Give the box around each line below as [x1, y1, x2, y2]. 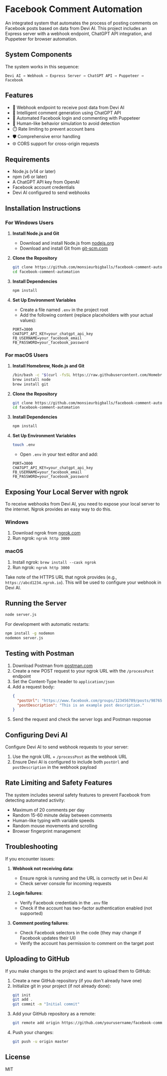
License [5, 1053, 30, 1062]
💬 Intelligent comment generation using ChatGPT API [12, 110, 121, 116]
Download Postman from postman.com [12, 662, 93, 669]
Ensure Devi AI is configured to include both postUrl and [12, 759, 129, 765]
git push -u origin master [12, 1039, 69, 1044]
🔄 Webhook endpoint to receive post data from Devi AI [12, 104, 125, 110]
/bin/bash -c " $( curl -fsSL [12, 372, 71, 377]
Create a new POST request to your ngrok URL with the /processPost [12, 668, 154, 674]
